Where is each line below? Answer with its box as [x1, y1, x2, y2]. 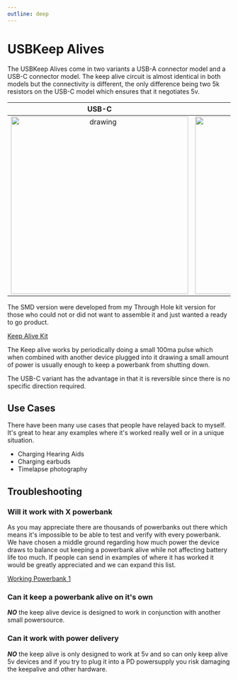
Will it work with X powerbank [7, 507, 113, 517]
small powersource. [7, 615, 65, 625]
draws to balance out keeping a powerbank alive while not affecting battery [7, 546, 228, 554]
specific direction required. [7, 381, 86, 390]
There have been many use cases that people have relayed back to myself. [7, 421, 226, 429]
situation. [7, 436, 35, 444]
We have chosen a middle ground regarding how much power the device [7, 538, 220, 547]
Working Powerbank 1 [7, 574, 71, 583]
